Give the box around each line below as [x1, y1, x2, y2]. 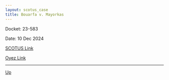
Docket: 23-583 [5, 25, 38, 31]
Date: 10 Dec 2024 [5, 35, 44, 41]
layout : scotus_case [5, 7, 49, 12]
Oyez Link [5, 54, 26, 60]
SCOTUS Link [5, 45, 34, 51]
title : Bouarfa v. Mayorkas [5, 12, 64, 17]
